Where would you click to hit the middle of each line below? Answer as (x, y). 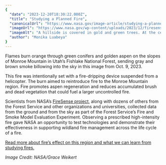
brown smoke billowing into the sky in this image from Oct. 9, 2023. (74, 66)
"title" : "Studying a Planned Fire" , (48, 19)
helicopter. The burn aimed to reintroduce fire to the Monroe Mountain (77, 81)
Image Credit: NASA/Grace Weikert (41, 157)
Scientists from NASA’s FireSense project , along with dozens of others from (82, 101)
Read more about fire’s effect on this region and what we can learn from (78, 142)
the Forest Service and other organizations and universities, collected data (81, 106)
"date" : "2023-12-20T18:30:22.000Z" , (48, 14)
